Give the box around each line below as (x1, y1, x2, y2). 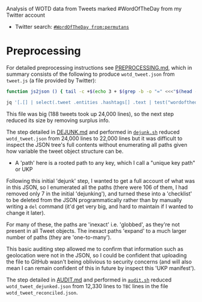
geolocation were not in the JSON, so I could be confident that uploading (6, 251, 188, 259)
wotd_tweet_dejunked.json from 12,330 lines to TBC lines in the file (6, 282, 168, 289)
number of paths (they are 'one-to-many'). (6, 233, 112, 241)
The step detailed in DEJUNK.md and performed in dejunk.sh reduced (6, 128, 180, 135)
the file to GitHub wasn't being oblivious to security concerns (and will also (6, 258, 192, 265)
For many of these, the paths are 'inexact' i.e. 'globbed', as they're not (6, 221, 180, 228)
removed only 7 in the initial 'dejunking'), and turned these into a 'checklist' (6, 190, 192, 197)
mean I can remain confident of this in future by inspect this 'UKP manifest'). (6, 264, 196, 271)
